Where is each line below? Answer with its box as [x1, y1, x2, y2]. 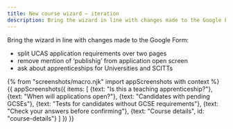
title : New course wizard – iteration [7, 10, 119, 17]
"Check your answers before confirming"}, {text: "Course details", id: [7, 107, 205, 115]
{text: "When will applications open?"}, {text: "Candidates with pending [7, 92, 210, 101]
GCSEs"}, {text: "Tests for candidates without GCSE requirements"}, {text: [7, 99, 218, 108]
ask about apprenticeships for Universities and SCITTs [17, 64, 173, 72]
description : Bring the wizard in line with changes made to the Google [7, 17, 222, 24]
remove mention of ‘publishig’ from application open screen [17, 56, 189, 64]
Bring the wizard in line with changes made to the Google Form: [7, 35, 189, 44]
